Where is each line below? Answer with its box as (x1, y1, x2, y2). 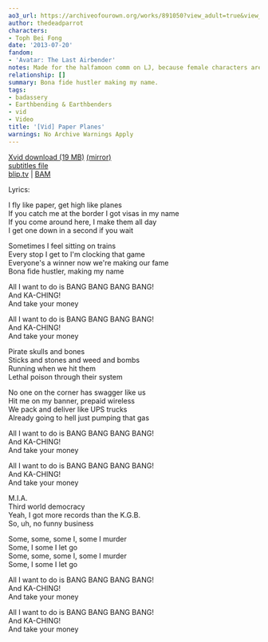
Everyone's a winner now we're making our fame (8, 258, 169, 267)
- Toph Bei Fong (8, 33, 62, 42)
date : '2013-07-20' (8, 41, 73, 49)
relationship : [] (8, 71, 66, 79)
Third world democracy (8, 502, 85, 511)
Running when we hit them (8, 364, 96, 373)
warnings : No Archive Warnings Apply (8, 130, 134, 138)
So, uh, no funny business (8, 518, 94, 528)
